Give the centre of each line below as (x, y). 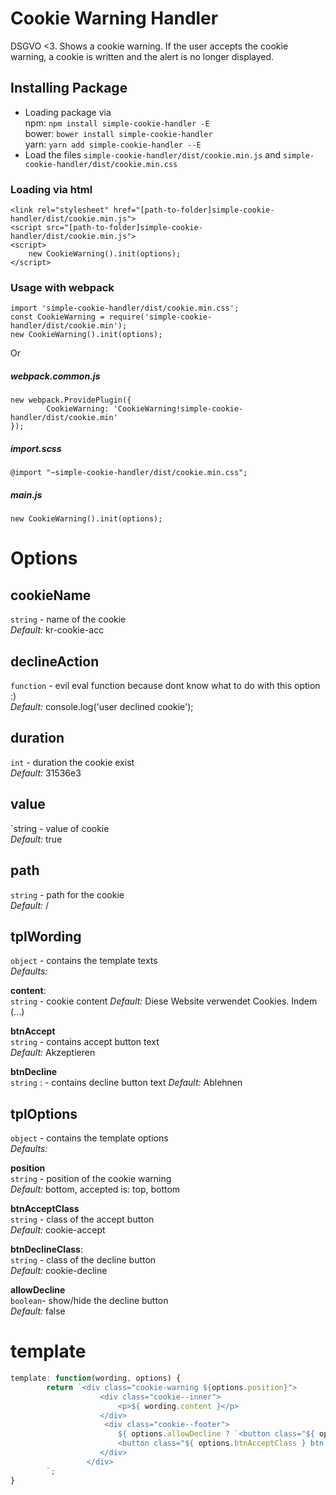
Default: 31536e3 (46, 773)
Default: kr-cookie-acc (57, 630)
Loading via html (51, 189)
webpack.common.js (55, 376)
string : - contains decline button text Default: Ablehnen (126, 1083)
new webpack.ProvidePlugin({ (71, 400)
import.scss (36, 448)
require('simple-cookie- (160, 317)
